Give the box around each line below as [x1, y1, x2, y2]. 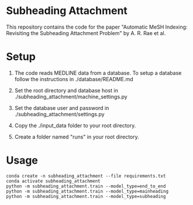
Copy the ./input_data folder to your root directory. [14, 121, 136, 129]
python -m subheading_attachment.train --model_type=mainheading [6, 188, 168, 194]
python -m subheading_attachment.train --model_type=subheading [6, 193, 166, 199]
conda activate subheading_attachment [6, 178, 101, 184]
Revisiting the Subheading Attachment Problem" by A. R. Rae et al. [6, 29, 166, 36]
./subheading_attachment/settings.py [14, 110, 105, 117]
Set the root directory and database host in [14, 86, 118, 94]
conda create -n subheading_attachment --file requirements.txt [6, 173, 166, 179]
